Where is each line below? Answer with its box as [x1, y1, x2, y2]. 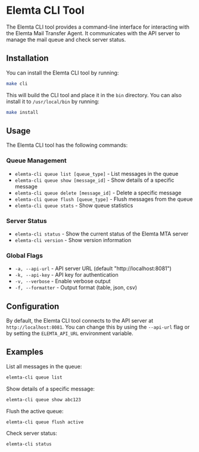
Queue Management [6, 156, 67, 165]
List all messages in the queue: [6, 363, 82, 370]
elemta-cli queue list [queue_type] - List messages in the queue [14, 170, 179, 177]
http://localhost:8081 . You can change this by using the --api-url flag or [6, 323, 190, 331]
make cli [6, 81, 28, 86]
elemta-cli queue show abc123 [6, 397, 82, 403]
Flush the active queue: [6, 407, 64, 414]
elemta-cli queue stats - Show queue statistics [14, 202, 133, 209]
